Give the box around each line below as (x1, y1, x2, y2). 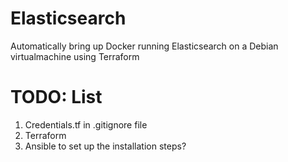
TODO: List (10, 86, 103, 109)
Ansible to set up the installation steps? (24, 140, 187, 152)
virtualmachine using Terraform (10, 50, 140, 62)
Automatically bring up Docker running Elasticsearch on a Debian (10, 40, 279, 52)
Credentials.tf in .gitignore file (24, 118, 148, 131)
